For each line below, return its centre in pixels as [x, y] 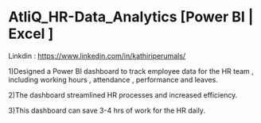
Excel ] [31, 34]
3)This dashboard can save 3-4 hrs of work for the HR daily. [107, 110]
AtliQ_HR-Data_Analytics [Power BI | [131, 17]
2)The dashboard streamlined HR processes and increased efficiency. [123, 94]
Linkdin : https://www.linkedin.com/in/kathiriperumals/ [97, 56]
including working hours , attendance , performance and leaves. [113, 79]
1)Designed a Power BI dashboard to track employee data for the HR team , [131, 71]
